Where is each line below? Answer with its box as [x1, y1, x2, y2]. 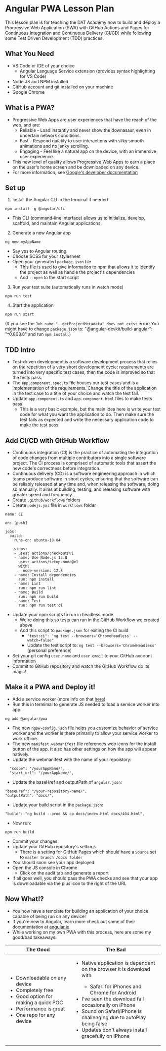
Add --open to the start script [19, 275, 79, 281]
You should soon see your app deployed [12, 859, 95, 865]
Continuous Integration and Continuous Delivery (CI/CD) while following [5, 30, 152, 36]
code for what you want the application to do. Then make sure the [19, 411, 154, 417]
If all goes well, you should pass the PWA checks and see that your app [12, 875, 158, 881]
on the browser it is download [81, 965, 151, 972]
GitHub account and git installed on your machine [12, 84, 114, 90]
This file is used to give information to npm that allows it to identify [19, 264, 155, 270]
